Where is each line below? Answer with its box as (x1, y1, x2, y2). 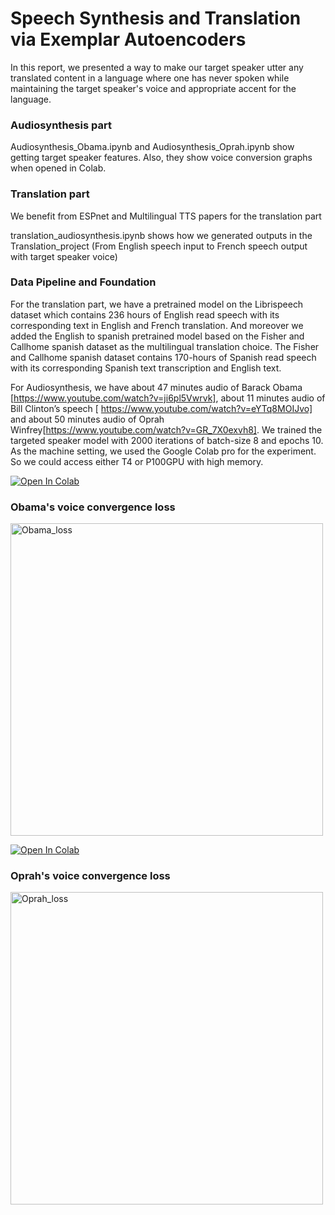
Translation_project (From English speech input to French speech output (10, 240, 308, 252)
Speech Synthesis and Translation (10, 7, 302, 30)
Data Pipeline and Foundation (10, 275, 157, 289)
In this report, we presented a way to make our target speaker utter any (10, 61, 304, 73)
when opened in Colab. (10, 162, 107, 174)
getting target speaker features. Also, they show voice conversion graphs (10, 152, 313, 164)
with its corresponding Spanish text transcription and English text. (10, 362, 282, 374)
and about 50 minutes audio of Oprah (10, 413, 165, 425)
